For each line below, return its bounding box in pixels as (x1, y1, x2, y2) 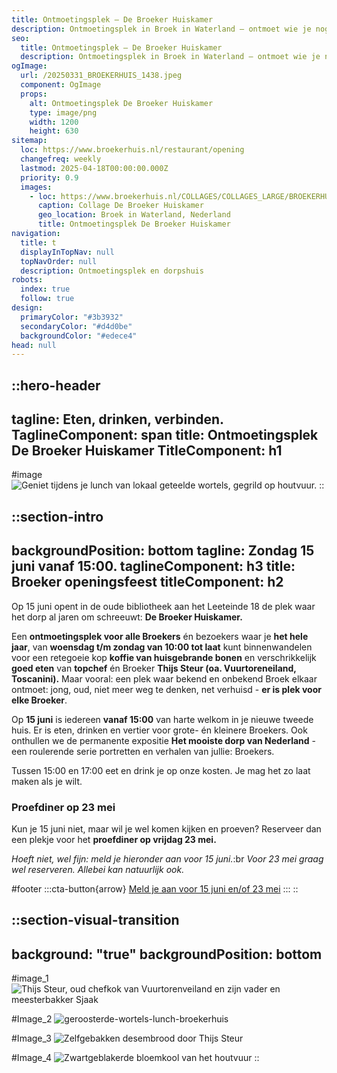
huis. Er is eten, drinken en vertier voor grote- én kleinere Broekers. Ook (11, 724, 308, 736)
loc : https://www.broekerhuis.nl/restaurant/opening (20, 145, 245, 155)
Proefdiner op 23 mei (11, 800, 116, 814)
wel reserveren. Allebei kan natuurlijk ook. (11, 863, 185, 875)
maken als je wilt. (11, 775, 83, 787)
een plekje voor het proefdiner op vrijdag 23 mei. (11, 833, 217, 845)
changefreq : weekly (20, 154, 102, 164)
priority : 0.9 (20, 172, 79, 183)
